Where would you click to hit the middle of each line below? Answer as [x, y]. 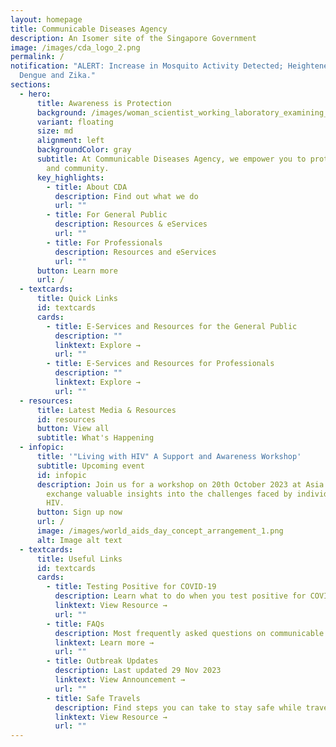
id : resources [66, 419]
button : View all [73, 429]
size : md [55, 131]
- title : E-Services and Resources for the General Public [172, 326]
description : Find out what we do [126, 196]
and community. [78, 168]
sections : [31, 85]
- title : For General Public [107, 215]
